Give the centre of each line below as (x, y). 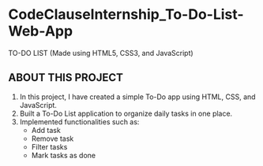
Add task (46, 130)
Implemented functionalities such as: (79, 122)
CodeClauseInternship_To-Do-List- (126, 15)
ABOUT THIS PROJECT (66, 77)
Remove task (53, 138)
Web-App (41, 31)
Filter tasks (49, 146)
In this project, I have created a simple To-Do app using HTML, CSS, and (137, 97)
